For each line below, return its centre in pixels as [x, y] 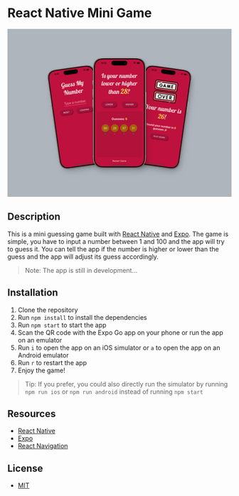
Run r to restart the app [52, 362]
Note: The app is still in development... [81, 270]
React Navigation [43, 446]
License [25, 468]
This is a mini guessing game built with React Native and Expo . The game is [118, 234]
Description [34, 217]
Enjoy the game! [41, 370]
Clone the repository [48, 310]
